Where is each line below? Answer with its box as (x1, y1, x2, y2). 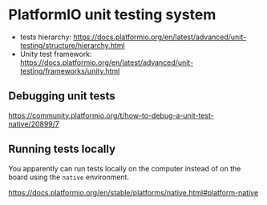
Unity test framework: (19, 49, 92, 58)
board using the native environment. (8, 172, 130, 182)
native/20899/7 (8, 119, 60, 129)
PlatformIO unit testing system (8, 6, 216, 24)
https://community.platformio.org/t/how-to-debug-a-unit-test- (8, 111, 214, 120)
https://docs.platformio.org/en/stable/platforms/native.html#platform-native (8, 187, 259, 197)
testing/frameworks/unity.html (19, 66, 120, 75)
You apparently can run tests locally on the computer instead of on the (8, 163, 241, 173)
